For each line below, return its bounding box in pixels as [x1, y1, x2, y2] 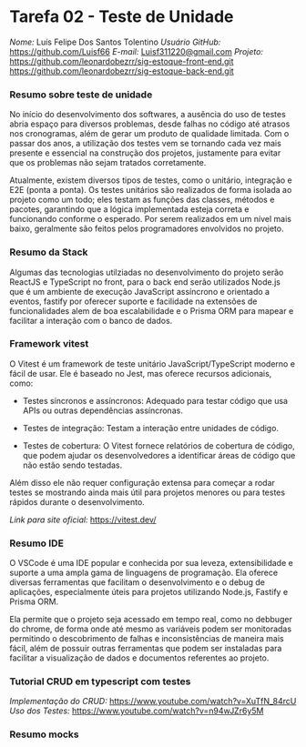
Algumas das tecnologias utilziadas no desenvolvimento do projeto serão [9, 267, 284, 278]
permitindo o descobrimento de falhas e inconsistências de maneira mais [9, 633, 284, 644]
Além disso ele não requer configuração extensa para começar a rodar [9, 477, 276, 488]
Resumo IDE [9, 537, 64, 550]
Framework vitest [9, 338, 89, 350]
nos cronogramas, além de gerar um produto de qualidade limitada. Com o [9, 128, 290, 139]
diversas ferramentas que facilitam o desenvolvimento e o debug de [9, 577, 266, 588]
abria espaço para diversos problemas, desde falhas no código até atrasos [9, 118, 291, 129]
